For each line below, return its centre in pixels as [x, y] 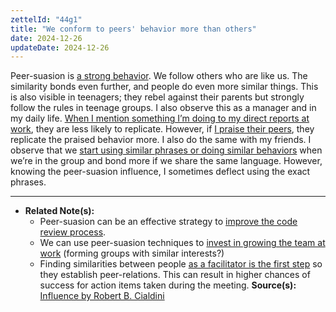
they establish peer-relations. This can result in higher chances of [175, 275]
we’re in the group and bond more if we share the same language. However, [166, 161]
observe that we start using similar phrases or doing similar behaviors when [166, 150]
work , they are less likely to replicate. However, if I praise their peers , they [162, 129]
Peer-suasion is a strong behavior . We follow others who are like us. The [159, 76]
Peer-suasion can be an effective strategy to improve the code [168, 222]
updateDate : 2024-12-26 [60, 47]
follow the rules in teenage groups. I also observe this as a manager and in [163, 108]
